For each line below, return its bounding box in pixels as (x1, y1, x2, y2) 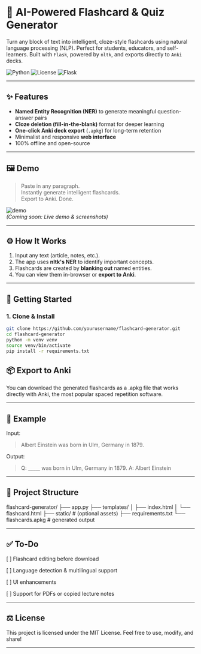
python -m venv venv (6, 337, 58, 343)
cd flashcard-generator (6, 331, 66, 337)
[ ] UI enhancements (6, 578, 57, 586)
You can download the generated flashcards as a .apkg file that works (6, 384, 179, 392)
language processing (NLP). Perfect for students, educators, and (6, 44, 166, 52)
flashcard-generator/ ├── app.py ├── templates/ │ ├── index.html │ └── (6, 503, 191, 511)
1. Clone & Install (6, 312, 55, 320)
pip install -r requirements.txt (6, 348, 90, 354)
